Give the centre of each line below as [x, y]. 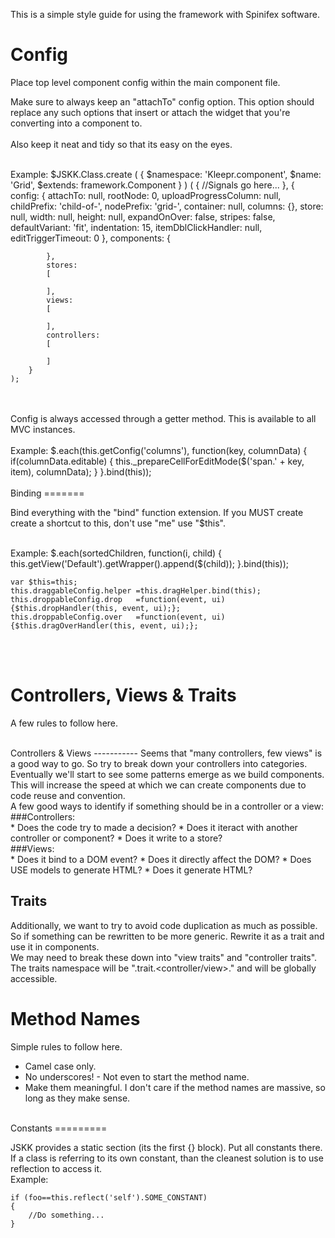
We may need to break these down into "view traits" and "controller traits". [164, 957]
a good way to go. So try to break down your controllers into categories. [159, 763]
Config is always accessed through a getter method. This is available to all [163, 418]
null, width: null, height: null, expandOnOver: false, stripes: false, [143, 216]
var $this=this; [44, 582]
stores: [62, 265]
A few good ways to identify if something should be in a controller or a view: [167, 806]
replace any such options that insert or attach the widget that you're [150, 112]
